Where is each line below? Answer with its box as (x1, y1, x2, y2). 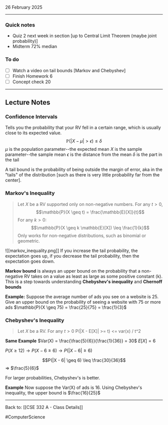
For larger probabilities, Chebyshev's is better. (5, 375, 100, 381)
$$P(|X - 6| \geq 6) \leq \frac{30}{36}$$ (42, 357, 126, 363)
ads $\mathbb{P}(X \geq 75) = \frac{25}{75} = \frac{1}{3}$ (5, 304, 126, 310)
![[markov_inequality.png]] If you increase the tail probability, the (5, 248, 138, 254)
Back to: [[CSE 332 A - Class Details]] (5, 404, 83, 410)
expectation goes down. (5, 258, 55, 264)
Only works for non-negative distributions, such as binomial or (17, 233, 146, 239)
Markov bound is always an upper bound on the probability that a (5, 268, 141, 274)
